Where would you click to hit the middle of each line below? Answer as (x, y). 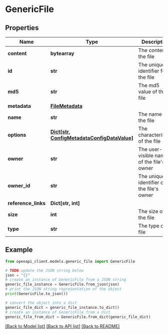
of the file (149, 141)
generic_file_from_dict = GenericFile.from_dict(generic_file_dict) (78, 317)
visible (146, 155)
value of (148, 92)
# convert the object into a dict (41, 303)
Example (19, 250)
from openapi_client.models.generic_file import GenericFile (70, 261)
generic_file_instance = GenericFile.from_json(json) (62, 284)
